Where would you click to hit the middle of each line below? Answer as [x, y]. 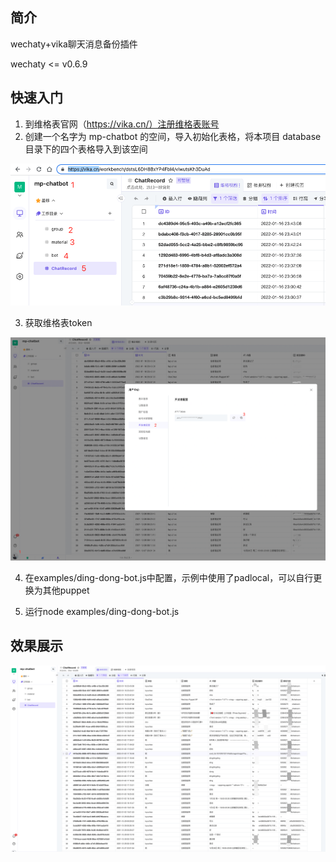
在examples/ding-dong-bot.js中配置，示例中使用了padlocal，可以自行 [169, 577]
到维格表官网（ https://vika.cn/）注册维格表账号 [122, 124]
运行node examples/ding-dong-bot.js [102, 611]
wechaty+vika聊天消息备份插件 [74, 44]
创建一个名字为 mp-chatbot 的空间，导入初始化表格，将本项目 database [173, 136]
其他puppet [66, 590]
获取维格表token [58, 323]
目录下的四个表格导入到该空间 [86, 149]
